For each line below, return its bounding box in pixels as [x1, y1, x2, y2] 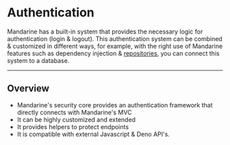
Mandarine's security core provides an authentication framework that [16, 101, 213, 109]
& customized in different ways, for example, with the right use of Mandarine [7, 42, 223, 50]
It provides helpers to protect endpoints [16, 122, 129, 131]
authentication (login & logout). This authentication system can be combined [7, 34, 222, 42]
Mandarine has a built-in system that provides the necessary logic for [7, 27, 203, 36]
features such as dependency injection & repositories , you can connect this [7, 49, 220, 57]
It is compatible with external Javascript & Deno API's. [16, 130, 170, 138]
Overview [7, 83, 50, 94]
